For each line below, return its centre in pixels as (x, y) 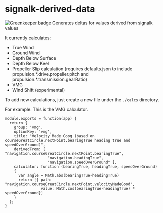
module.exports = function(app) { (41, 118)
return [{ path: (35, 180)
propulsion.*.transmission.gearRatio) (50, 79)
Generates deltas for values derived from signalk (102, 23)
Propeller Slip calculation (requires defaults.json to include (72, 69)
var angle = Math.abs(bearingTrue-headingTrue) (69, 175)
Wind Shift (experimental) (39, 90)
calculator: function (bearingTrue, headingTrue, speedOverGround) (85, 166)
